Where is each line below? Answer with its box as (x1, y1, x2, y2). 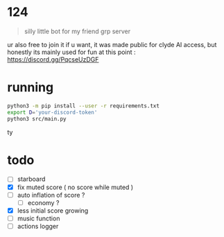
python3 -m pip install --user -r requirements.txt (7, 102, 160, 109)
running (7, 80, 54, 96)
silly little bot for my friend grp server (24, 27, 130, 35)
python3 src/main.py (7, 115, 67, 122)
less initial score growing (17, 206, 89, 215)
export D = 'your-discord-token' (7, 109, 98, 116)
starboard (17, 175, 46, 184)
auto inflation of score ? (17, 191, 85, 199)
